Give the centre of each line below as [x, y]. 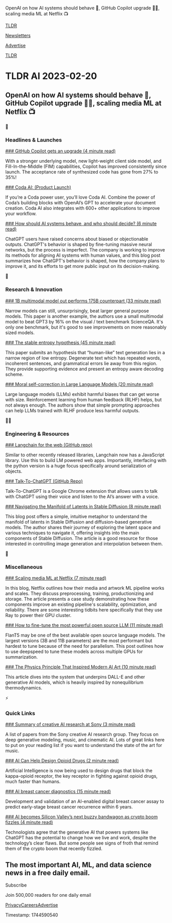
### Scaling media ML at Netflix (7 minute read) [56, 578]
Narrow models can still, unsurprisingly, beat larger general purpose [77, 311]
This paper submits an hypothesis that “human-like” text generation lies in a [85, 352]
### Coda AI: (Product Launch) [38, 187]
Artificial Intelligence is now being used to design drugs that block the [79, 771]
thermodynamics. [24, 688]
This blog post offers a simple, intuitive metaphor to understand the [76, 516]
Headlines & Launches [34, 140]
